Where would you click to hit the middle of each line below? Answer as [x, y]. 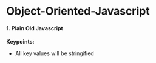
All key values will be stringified [54, 53]
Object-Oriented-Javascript [78, 11]
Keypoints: [20, 42]
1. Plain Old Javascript [35, 28]
